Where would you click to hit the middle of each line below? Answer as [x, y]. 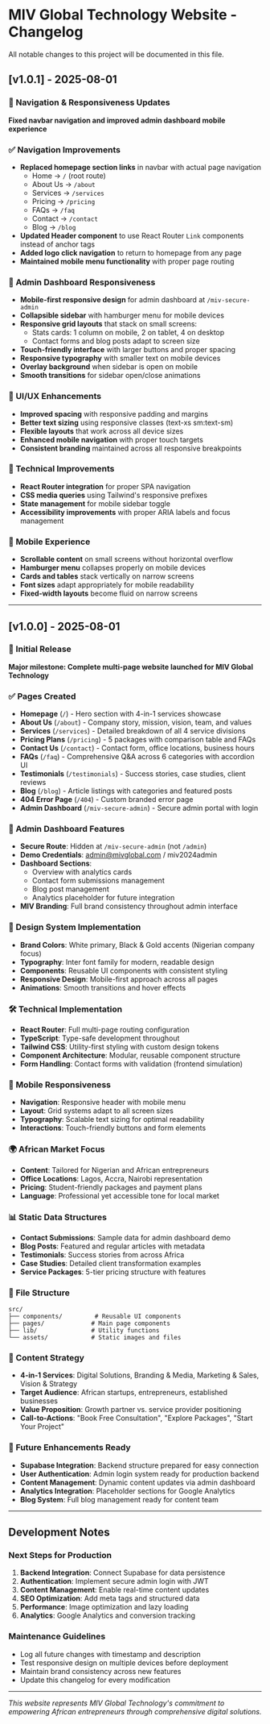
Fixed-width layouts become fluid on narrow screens [109, 593]
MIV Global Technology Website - [123, 15]
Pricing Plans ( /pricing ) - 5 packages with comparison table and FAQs [138, 740]
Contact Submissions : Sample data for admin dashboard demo [125, 1237]
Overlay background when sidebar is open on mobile [109, 367]
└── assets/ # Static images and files [95, 1338]
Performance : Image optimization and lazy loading [104, 1607]
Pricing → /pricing [63, 201]
